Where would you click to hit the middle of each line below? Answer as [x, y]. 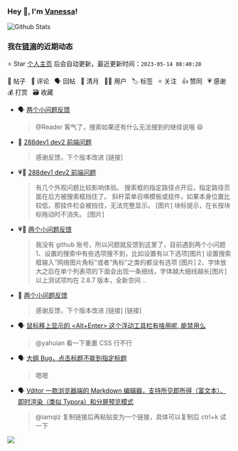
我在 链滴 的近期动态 [40, 47]
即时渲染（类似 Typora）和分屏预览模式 [75, 401]
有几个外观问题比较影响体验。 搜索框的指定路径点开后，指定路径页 [133, 187]
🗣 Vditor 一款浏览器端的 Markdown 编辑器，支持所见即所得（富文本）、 [122, 390]
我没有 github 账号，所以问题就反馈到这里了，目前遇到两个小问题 [130, 244]
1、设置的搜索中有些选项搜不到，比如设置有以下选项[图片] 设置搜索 [133, 253]
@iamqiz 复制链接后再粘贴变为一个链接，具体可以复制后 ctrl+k [127, 417]
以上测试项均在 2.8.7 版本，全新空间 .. [91, 280]
